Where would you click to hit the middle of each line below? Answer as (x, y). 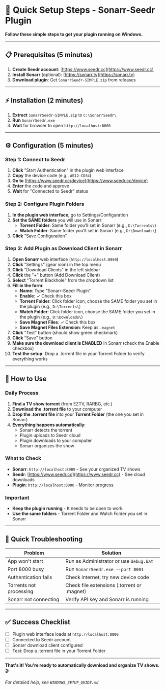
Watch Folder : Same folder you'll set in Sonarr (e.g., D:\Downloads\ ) (88, 230)
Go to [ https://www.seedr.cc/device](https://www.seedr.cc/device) (80, 181)
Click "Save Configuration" (40, 236)
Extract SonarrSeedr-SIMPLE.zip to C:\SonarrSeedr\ (64, 115)
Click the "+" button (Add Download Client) (56, 275)
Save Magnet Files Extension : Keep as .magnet (67, 327)
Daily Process (22, 393)
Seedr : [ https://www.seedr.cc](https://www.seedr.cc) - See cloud (79, 474)
